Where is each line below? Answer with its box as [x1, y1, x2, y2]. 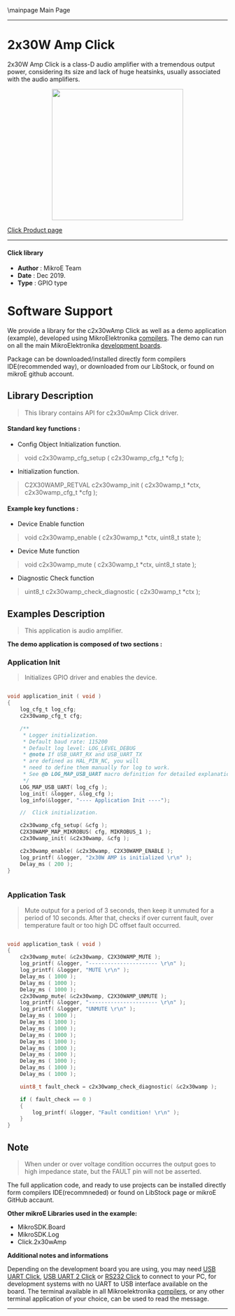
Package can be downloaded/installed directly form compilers [7, 355, 187, 363]
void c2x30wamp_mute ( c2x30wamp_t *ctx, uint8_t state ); [24, 560, 197, 569]
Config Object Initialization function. [17, 440, 121, 448]
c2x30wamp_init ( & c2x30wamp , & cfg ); [20, 835, 130, 842]
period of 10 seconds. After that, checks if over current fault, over [24, 913, 214, 922]
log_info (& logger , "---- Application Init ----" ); [20, 797, 171, 804]
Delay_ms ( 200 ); [20, 861, 73, 868]
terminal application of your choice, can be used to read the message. [7, 1294, 210, 1303]
